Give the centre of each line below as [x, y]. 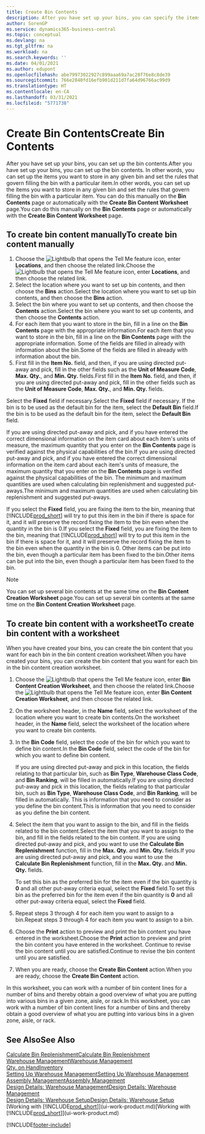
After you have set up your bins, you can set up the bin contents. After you [99, 163]
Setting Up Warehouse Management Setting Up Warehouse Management [98, 1074]
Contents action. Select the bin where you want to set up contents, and [104, 311]
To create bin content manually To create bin [92, 234]
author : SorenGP [27, 23]
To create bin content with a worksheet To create [100, 624]
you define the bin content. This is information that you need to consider [105, 806]
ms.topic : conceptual [34, 35]
